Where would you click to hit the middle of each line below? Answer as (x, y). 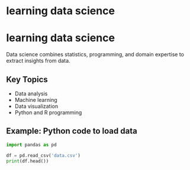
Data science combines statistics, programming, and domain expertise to (95, 54)
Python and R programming (48, 112)
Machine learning (36, 100)
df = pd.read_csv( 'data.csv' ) (44, 155)
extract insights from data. (38, 61)
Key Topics (27, 79)
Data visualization (36, 106)
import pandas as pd (32, 145)
